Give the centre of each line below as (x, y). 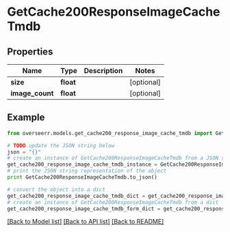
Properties (30, 52)
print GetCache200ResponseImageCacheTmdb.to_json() (82, 177)
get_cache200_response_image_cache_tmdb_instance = (82, 164)
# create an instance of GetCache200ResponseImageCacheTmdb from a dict (113, 202)
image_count (32, 93)
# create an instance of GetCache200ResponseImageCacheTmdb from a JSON (113, 158)
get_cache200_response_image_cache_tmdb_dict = (76, 196)
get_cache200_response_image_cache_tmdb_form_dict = (84, 209)
